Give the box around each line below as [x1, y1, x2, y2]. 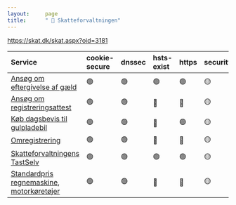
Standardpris [11, 168, 54, 178]
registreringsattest [11, 102, 72, 112]
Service [11, 57, 37, 67]
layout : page [7, 10, 58, 18]
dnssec [120, 57, 146, 67]
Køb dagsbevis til [11, 114, 68, 124]
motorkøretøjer [11, 186, 60, 196]
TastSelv [11, 157, 40, 167]
